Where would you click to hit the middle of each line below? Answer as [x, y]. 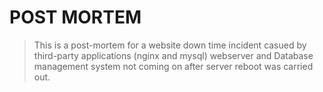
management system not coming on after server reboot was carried [173, 66]
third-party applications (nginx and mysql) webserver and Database [173, 55]
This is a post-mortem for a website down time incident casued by [170, 45]
